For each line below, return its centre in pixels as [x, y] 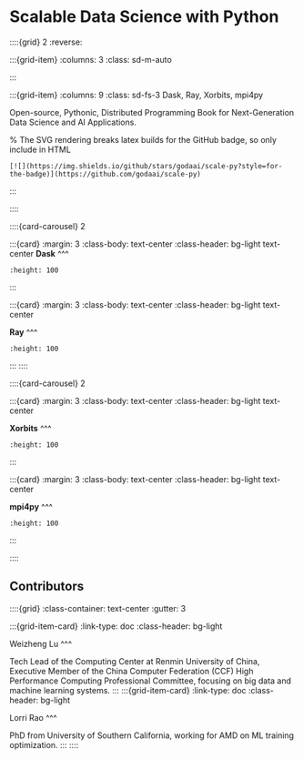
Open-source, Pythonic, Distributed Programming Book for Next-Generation [152, 112]
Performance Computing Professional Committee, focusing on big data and [151, 681]
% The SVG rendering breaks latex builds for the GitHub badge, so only [143, 139]
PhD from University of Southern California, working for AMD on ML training [151, 735]
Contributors [47, 587]
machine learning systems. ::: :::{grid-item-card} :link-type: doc [128, 690]
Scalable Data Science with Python [144, 17]
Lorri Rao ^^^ [33, 717]
